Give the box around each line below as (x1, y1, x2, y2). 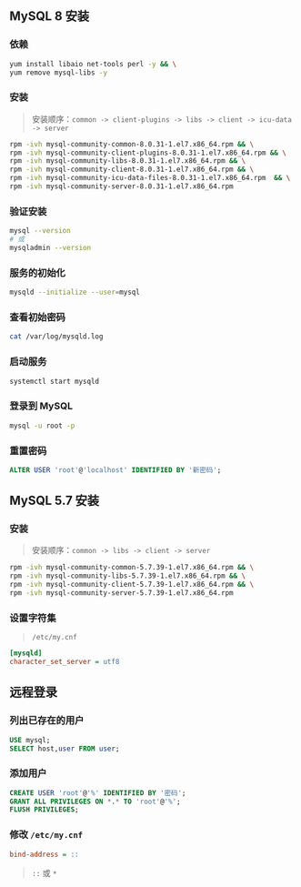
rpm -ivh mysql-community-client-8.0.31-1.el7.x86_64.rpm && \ (9, 165, 255, 175)
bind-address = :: (9, 850, 79, 859)
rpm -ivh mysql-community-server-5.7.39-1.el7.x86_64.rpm (9, 589, 234, 598)
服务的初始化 (9, 267, 66, 279)
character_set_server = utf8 (9, 658, 120, 667)
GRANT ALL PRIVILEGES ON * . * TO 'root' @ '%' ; (9, 797, 181, 806)
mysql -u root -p (9, 421, 75, 430)
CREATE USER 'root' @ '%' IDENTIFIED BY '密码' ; (9, 788, 186, 798)
